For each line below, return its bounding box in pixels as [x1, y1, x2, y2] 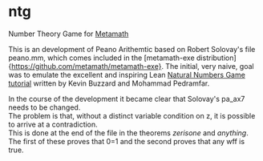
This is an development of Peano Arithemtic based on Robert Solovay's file [8, 44, 256, 54]
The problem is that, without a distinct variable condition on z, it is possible [8, 111, 256, 120]
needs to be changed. [8, 103, 81, 112]
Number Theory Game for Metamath [8, 29, 129, 38]
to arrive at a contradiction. [8, 119, 98, 129]
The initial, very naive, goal [165, 61, 254, 70]
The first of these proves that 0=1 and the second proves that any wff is [8, 136, 245, 146]
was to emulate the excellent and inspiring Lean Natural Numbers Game [8, 70, 246, 79]
